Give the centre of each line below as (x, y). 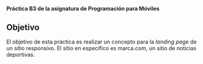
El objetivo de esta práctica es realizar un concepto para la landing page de (102, 42)
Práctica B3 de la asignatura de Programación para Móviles (83, 8)
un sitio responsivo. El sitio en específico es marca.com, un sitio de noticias (102, 48)
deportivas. (21, 55)
